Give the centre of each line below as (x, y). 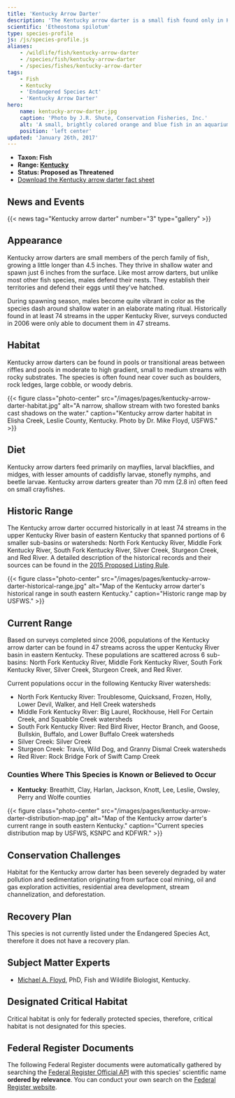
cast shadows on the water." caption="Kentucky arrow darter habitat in (109, 413)
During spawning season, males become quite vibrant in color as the (106, 301)
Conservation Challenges (64, 855)
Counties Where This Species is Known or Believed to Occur (112, 775)
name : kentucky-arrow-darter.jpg (69, 111)
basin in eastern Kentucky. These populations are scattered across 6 (106, 655)
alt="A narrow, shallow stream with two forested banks (141, 405)
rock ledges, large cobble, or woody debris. (70, 384)
